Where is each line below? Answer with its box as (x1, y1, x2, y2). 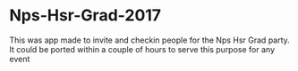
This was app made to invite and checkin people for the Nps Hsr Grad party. (9, 35, 291, 45)
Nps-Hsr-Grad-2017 (9, 5, 162, 26)
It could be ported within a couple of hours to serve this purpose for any (9, 43, 276, 54)
